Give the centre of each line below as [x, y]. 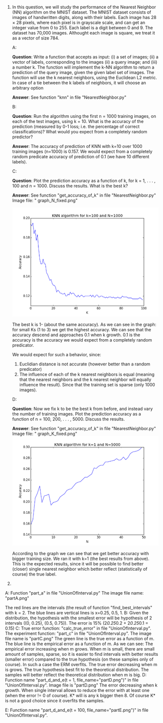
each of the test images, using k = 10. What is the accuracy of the [78, 121]
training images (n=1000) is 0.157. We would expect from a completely [82, 151]
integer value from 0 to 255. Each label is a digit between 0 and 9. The [82, 28]
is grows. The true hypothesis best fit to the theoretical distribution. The [77, 670]
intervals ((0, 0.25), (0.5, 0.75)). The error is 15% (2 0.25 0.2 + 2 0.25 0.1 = [77, 623]
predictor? [22, 137]
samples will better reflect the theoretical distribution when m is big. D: [76, 675]
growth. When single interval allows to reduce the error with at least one [77, 690]
